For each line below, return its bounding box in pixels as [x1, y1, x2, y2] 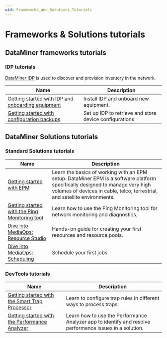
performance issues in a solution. [66, 325, 144, 332]
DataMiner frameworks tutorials [5, 48, 107, 57]
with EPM [7, 184, 30, 191]
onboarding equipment [7, 101, 61, 108]
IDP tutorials [5, 63, 36, 70]
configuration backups [7, 116, 61, 123]
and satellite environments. [52, 194, 115, 201]
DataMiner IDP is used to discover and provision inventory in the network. [5, 75, 156, 81]
